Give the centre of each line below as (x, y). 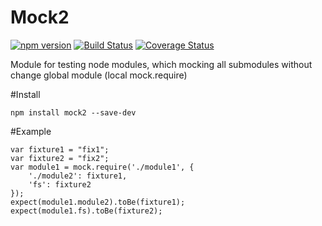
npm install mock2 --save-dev (73, 112)
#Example (31, 131)
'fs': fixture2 (60, 184)
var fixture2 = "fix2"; (60, 158)
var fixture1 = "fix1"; (60, 149)
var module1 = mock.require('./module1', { (102, 167)
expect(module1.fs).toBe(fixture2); (86, 211)
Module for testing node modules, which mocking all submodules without (161, 64)
